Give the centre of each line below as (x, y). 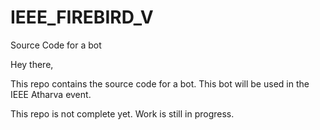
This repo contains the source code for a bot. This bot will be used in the (160, 83)
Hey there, (32, 64)
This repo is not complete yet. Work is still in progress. (122, 113)
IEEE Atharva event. (51, 94)
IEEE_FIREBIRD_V (82, 17)
